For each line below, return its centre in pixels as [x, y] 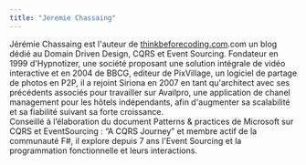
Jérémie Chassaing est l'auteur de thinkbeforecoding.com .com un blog [143, 44]
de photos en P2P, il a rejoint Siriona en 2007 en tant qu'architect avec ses [150, 82]
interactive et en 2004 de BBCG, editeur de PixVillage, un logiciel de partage [153, 73]
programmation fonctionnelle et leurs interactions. [104, 150]
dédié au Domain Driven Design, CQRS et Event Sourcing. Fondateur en [144, 53]
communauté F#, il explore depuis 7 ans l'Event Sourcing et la [126, 140]
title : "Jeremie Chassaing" [63, 18]
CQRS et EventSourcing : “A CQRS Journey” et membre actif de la [133, 131]
